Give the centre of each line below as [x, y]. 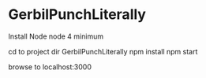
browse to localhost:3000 [50, 67]
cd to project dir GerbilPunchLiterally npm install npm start [103, 51]
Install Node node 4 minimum [56, 36]
